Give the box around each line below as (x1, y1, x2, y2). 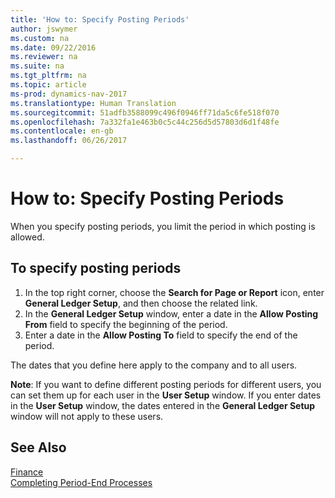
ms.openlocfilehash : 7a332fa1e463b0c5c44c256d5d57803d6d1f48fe (10, 117, 280, 127)
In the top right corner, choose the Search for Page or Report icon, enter (24, 286, 325, 298)
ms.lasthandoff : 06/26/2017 (10, 136, 128, 146)
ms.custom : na (10, 33, 70, 43)
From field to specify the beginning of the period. (24, 318, 228, 330)
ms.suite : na (10, 61, 65, 71)
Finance (10, 466, 44, 478)
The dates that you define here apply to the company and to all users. (10, 359, 298, 371)
